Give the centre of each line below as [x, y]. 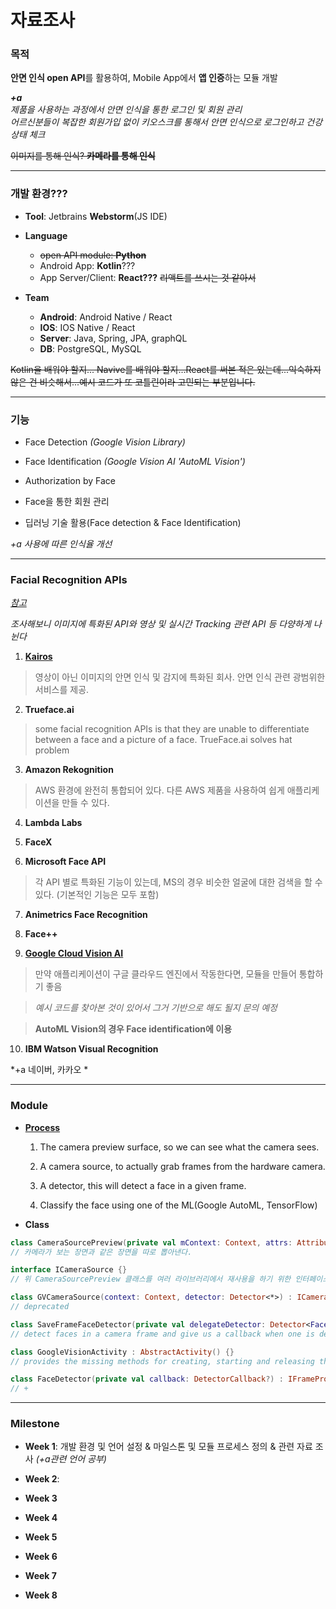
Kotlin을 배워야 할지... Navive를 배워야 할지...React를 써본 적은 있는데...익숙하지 [166, 369]
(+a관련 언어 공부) [71, 1459]
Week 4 [41, 1518]
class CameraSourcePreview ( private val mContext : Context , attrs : [151, 1242]
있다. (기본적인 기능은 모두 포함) [97, 895]
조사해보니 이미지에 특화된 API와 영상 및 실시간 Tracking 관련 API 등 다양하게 [161, 624]
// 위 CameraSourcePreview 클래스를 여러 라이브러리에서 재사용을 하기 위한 [151, 1279]
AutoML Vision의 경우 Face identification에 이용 [133, 1029]
